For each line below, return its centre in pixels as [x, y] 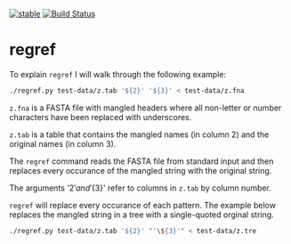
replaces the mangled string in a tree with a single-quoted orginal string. [141, 215]
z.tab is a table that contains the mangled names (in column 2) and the [139, 134]
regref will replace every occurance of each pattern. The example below [142, 205]
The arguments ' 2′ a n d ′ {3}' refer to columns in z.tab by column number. [140, 188]
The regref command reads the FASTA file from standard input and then [141, 161]
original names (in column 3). [63, 143]
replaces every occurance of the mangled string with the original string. [141, 170]
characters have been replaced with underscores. [101, 117]
